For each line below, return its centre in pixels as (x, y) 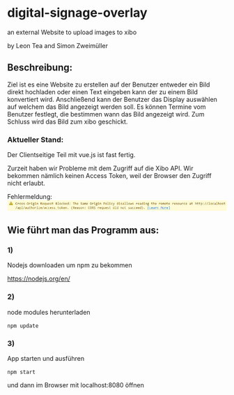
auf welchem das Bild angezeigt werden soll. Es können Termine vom (107, 107)
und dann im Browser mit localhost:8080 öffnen (76, 385)
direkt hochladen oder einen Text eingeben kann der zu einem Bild (103, 91)
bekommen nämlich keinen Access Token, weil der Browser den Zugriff (109, 176)
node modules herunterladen (49, 312)
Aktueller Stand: (36, 140)
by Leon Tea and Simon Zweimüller (58, 45)
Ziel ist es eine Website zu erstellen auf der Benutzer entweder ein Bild (109, 84)
